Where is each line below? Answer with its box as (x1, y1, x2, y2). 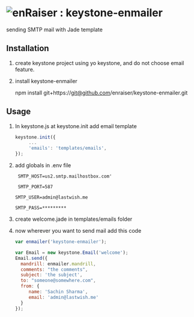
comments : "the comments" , (20, 266, 88, 272)
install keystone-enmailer (14, 77, 78, 84)
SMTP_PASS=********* (14, 205, 67, 211)
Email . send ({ (14, 255, 48, 261)
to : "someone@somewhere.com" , (20, 277, 96, 284)
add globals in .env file (14, 162, 71, 169)
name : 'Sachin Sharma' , (28, 289, 88, 295)
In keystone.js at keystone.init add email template (14, 122, 137, 129)
